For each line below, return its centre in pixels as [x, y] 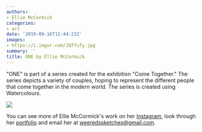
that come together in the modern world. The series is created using [91, 86]
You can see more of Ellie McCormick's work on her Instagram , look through [101, 116]
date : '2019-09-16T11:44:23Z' [44, 34]
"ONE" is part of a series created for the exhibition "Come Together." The [97, 74]
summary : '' [21, 51]
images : [16, 40]
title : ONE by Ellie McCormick [46, 57]
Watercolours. [24, 93]
